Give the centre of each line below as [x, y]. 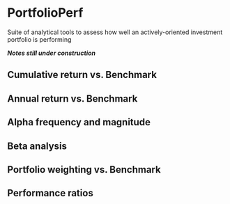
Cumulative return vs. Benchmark [82, 75]
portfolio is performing [39, 39]
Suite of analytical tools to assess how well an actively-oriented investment [115, 32]
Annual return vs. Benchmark [72, 99]
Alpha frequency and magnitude [79, 122]
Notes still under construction [52, 53]
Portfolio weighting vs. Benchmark [84, 170]
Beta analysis [37, 146]
